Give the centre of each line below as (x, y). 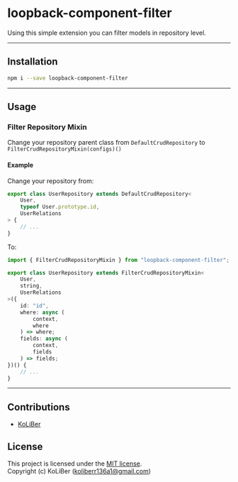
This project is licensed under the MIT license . (75, 464)
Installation (33, 62)
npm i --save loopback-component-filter (68, 78)
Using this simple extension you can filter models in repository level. (107, 33)
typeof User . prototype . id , (60, 207)
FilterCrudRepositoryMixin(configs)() (64, 149)
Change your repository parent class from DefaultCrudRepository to (106, 143)
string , (31, 286)
